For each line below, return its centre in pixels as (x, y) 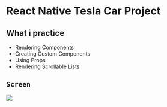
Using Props (30, 60)
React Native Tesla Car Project (83, 11)
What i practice (35, 33)
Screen (19, 85)
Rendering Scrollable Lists (47, 66)
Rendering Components (44, 47)
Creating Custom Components (53, 54)
